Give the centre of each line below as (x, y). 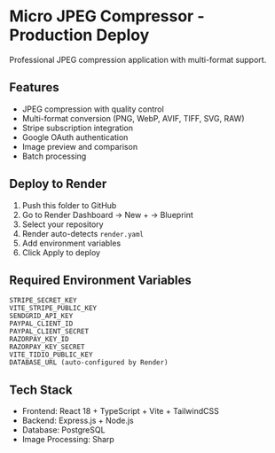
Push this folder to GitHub (69, 205)
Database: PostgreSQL (63, 430)
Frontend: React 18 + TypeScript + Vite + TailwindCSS (120, 411)
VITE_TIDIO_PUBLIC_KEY (51, 355)
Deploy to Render (58, 184)
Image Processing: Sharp (68, 440)
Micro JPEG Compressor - (107, 16)
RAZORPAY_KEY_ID (39, 340)
